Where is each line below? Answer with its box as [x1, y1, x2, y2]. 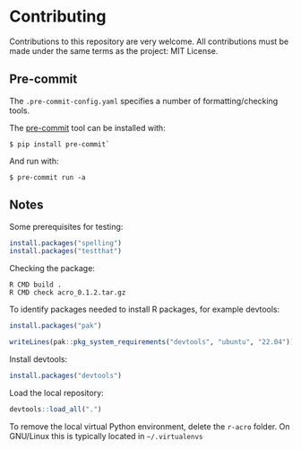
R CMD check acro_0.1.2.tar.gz [9, 288, 126, 297]
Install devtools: [9, 354, 68, 365]
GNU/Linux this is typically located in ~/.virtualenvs [9, 430, 203, 441]
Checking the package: [9, 263, 96, 274]
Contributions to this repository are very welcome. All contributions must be [9, 36, 289, 47]
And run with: [9, 155, 59, 166]
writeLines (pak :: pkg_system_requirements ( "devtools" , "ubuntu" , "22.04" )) [9, 338, 295, 347]
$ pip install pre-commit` [9, 139, 110, 149]
